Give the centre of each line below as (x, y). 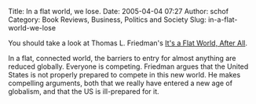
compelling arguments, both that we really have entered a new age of (121, 83)
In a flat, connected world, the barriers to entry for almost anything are (122, 58)
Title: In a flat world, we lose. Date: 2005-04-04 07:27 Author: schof (119, 11)
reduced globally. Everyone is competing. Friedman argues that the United (128, 66)
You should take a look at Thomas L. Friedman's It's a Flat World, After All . (128, 43)
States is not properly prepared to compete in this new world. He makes (124, 75)
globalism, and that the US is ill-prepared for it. (84, 91)
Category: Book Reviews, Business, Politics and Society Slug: (107, 20)
